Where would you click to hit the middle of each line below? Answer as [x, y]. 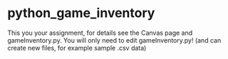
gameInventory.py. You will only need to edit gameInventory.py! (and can [114, 40]
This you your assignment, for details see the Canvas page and [100, 33]
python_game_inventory [81, 13]
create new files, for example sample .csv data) [77, 48]
